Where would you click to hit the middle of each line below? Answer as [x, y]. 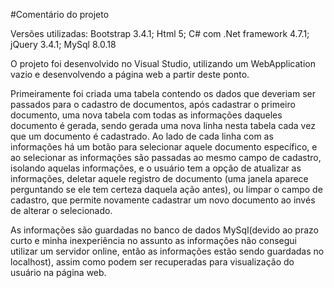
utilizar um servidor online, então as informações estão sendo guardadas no [167, 251]
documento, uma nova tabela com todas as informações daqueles [146, 115]
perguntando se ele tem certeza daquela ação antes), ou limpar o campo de [166, 189]
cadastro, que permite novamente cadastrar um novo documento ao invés [163, 200]
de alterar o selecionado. [61, 210]
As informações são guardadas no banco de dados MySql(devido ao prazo [164, 230]
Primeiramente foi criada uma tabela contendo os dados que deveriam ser [163, 93]
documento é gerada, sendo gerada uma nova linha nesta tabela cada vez [163, 125]
